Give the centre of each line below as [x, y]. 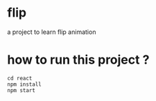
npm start [21, 90]
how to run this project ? [78, 60]
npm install [24, 84]
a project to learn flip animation [52, 32]
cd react [20, 78]
